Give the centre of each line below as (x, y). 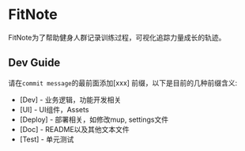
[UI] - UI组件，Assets (54, 109)
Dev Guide (34, 63)
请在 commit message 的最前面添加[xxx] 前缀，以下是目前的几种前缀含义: (123, 83)
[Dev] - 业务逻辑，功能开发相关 (70, 100)
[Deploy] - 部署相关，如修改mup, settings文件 (94, 119)
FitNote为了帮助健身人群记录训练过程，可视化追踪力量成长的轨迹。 (117, 37)
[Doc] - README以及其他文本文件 (75, 129)
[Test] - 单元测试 (47, 139)
